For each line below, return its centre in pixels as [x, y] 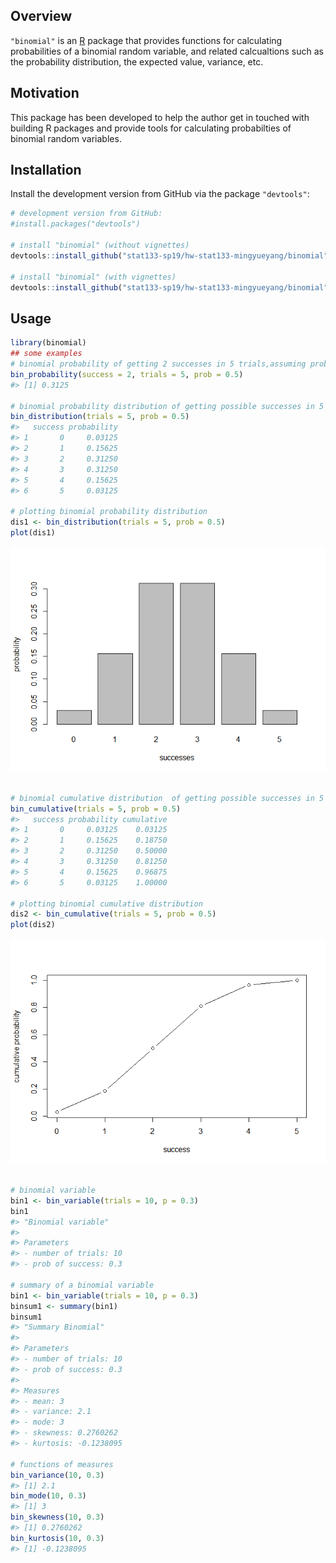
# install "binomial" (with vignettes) [93, 277]
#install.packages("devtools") [75, 224]
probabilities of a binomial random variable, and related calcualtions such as [167, 51]
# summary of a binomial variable [82, 1285]
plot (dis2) [33, 925]
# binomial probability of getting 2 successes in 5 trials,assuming [158, 364]
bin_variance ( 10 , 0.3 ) [57, 1475]
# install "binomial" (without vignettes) [100, 245]
